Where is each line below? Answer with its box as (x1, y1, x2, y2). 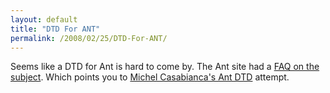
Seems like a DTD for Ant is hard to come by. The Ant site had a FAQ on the (10, 61, 320, 73)
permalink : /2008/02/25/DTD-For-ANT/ (10, 33, 168, 43)
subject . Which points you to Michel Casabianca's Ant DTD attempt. (10, 71, 290, 83)
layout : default (10, 14, 78, 25)
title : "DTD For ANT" (10, 24, 101, 34)
